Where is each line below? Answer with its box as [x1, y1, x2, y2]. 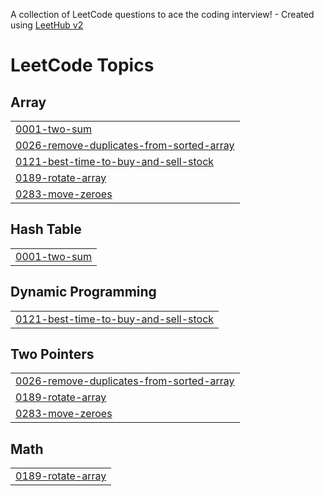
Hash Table [10, 221, 82, 238]
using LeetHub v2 [10, 19, 84, 31]
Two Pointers [10, 346, 95, 363]
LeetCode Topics [10, 54, 155, 77]
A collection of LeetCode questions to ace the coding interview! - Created [10, 9, 315, 20]
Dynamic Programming [10, 284, 157, 301]
